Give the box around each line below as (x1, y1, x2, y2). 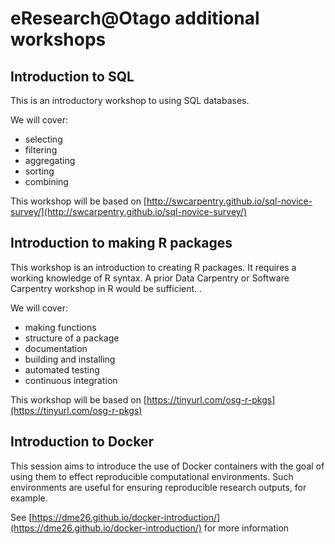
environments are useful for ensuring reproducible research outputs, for (10, 481, 307, 493)
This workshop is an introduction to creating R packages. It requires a (10, 261, 297, 273)
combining (24, 176, 69, 187)
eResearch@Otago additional (10, 7, 260, 30)
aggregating (24, 155, 76, 166)
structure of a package (24, 332, 120, 344)
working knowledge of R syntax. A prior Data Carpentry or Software (10, 272, 290, 284)
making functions (24, 321, 97, 333)
